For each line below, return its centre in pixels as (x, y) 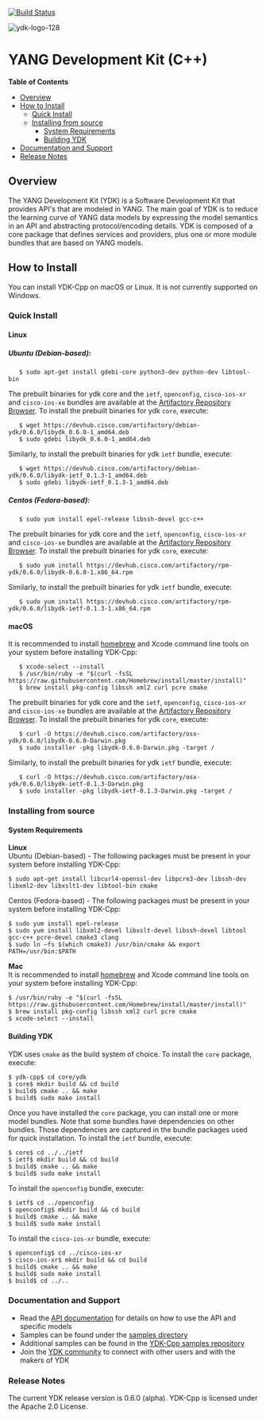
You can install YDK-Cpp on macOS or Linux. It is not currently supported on (133, 287)
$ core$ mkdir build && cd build (64, 1084)
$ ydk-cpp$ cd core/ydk (48, 1077)
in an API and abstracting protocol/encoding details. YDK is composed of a (131, 226)
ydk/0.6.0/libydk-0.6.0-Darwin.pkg (67, 741)
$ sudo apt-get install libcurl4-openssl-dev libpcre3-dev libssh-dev (127, 879)
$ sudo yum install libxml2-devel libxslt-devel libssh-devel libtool (127, 931)
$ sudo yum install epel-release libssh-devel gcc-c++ (111, 520)
